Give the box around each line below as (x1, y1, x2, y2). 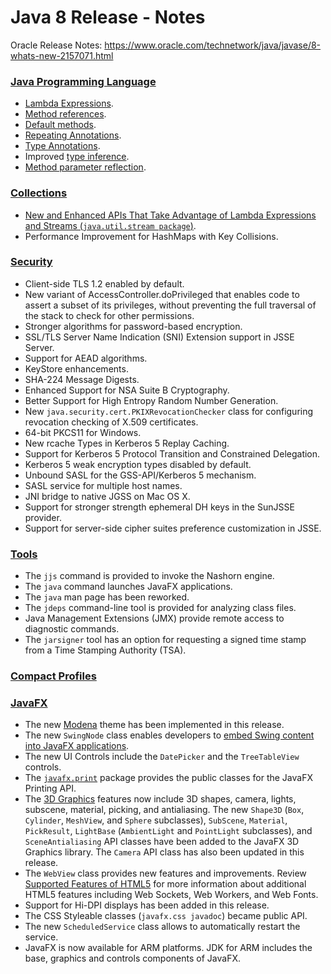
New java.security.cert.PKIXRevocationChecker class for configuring (24, 405, 314, 417)
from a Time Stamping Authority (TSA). (24, 644, 187, 656)
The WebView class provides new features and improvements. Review (24, 867, 307, 880)
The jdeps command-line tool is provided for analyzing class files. (24, 602, 297, 614)
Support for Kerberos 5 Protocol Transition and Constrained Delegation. (24, 447, 321, 460)
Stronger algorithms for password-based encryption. (24, 320, 243, 332)
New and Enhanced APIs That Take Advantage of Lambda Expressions (24, 209, 317, 221)
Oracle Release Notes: (10, 39, 103, 51)
